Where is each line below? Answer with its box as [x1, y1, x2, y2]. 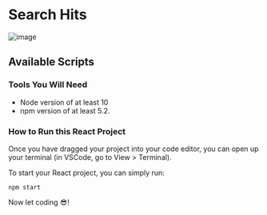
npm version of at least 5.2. [19, 106, 110, 115]
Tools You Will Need [8, 79, 88, 90]
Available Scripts [8, 55, 94, 69]
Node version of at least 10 [19, 98, 109, 107]
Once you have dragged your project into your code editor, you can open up [8, 144, 259, 153]
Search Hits [8, 6, 88, 24]
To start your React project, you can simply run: [8, 168, 165, 177]
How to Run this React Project [8, 125, 126, 137]
